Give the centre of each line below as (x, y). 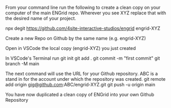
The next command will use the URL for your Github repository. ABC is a (82, 74)
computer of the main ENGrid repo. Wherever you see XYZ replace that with (86, 13)
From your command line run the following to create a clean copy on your (83, 7)
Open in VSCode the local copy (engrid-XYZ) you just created (71, 48)
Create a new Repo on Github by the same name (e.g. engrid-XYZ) (76, 38)
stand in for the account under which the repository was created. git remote (85, 79)
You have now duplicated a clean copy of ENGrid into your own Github (80, 94)
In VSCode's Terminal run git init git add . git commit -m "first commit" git (83, 58)
